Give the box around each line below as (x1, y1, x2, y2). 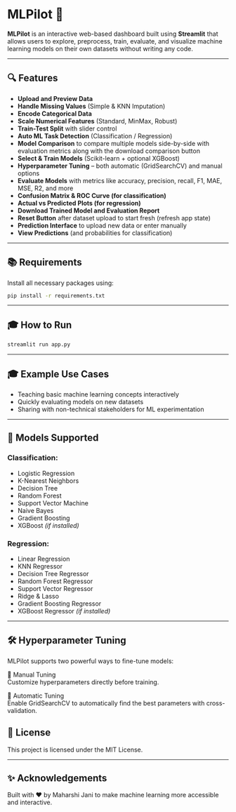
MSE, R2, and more (17, 184, 74, 192)
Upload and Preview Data (17, 94, 93, 102)
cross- (206, 698, 225, 707)
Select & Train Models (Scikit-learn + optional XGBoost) (17, 154, 181, 162)
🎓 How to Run (7, 319, 72, 331)
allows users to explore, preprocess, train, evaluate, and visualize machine (7, 36, 223, 45)
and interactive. (7, 798, 53, 806)
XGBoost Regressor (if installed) (17, 606, 111, 615)
